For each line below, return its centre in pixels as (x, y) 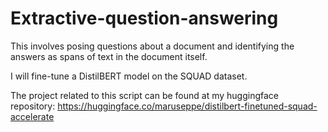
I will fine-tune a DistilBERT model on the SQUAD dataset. (129, 76)
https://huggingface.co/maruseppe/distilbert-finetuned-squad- (187, 106)
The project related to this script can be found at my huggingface (144, 95)
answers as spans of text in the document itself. (109, 56)
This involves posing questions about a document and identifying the (152, 46)
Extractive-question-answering (144, 18)
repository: (33, 106)
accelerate (32, 116)
